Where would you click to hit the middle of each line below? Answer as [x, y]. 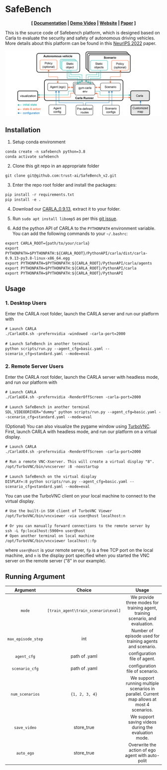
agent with [136, 756]
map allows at [142, 699]
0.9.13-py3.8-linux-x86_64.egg [38, 258]
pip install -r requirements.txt [40, 195]
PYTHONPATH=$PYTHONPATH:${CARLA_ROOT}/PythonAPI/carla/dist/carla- [77, 254]
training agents [142, 641]
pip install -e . [23, 200]
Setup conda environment [39, 142]
